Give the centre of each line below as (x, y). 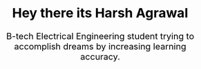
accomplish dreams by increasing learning (100, 46)
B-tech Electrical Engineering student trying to (100, 36)
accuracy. (100, 57)
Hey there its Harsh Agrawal (100, 13)
